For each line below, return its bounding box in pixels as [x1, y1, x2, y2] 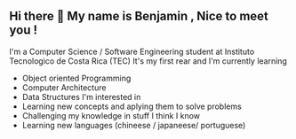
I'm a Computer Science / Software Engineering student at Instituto [9, 46, 255, 57]
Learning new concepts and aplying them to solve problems [21, 101, 242, 112]
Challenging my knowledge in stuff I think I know [21, 110, 201, 120]
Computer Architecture [21, 81, 107, 93]
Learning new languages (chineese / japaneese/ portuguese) [21, 120, 246, 130]
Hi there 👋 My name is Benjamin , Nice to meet [9, 9, 269, 24]
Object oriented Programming [21, 73, 132, 83]
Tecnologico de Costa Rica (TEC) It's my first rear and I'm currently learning [9, 55, 287, 66]
